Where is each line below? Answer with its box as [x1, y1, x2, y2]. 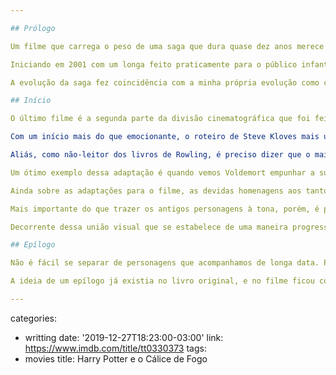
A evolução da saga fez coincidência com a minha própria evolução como [10, 77, 320, 88]
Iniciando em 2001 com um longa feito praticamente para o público [10, 59, 298, 70]
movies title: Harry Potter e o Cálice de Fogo [24, 352, 208, 365]
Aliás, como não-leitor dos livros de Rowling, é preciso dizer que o [10, 150, 311, 160]
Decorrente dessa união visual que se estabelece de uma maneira [10, 222, 288, 232]
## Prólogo [10, 23, 56, 33]
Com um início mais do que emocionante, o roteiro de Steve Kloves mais [10, 132, 320, 142]
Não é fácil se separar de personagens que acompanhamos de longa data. [10, 258, 320, 268]
